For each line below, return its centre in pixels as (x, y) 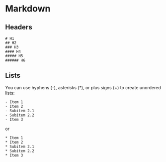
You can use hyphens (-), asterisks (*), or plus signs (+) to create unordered (83, 87)
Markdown (28, 9)
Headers (19, 27)
